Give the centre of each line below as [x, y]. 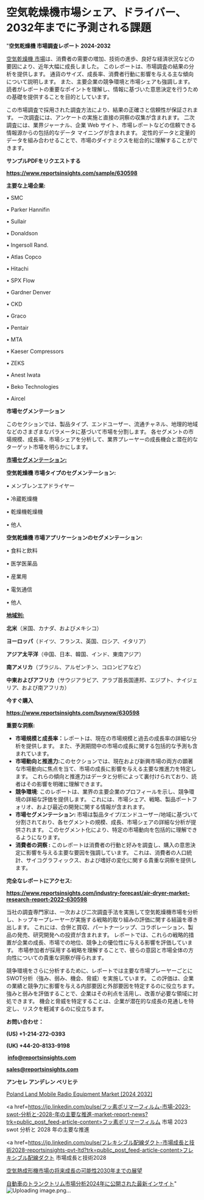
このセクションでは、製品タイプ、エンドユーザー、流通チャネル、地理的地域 [102, 424]
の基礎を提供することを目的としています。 [59, 97]
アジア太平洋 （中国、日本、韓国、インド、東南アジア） [76, 654]
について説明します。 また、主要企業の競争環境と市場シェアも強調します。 [100, 81]
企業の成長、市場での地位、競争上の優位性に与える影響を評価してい [102, 942]
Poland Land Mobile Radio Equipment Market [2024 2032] [79, 1094]
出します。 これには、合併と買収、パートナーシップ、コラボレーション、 [97, 927]
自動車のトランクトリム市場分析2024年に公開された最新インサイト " [92, 1184]
